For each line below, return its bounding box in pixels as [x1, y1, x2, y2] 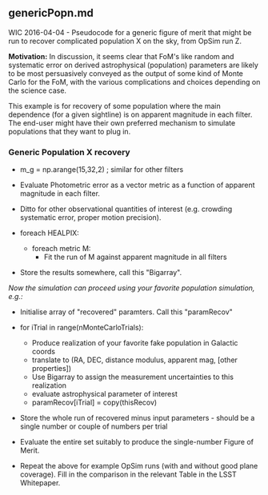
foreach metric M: [31, 244, 91, 253]
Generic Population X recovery [8, 146, 130, 158]
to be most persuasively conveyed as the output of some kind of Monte [8, 68, 244, 78]
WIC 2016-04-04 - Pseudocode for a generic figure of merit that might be [8, 27, 252, 37]
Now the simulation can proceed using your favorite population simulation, [8, 283, 255, 293]
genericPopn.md [8, 6, 94, 20]
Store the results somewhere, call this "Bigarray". [19, 268, 182, 277]
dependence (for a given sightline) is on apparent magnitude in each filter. [8, 110, 253, 119]
